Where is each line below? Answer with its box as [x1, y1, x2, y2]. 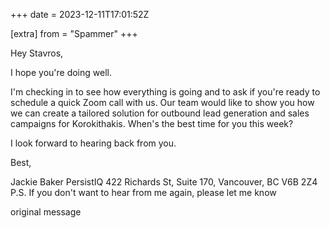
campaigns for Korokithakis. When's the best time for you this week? [10, 118, 294, 129]
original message [10, 206, 82, 218]
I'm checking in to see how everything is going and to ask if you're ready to [10, 86, 321, 98]
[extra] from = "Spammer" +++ [10, 28, 138, 39]
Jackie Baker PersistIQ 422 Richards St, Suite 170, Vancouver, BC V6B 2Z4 [10, 176, 318, 188]
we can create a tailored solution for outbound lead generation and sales [10, 107, 310, 119]
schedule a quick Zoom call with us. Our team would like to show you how [10, 97, 315, 108]
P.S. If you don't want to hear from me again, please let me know [10, 187, 277, 198]
